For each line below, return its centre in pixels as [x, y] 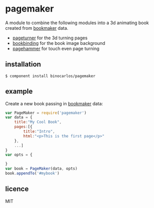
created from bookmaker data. [37, 28]
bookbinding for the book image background [59, 43]
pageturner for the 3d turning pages [50, 38]
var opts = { [19, 155]
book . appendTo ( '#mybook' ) [32, 174]
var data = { [19, 117]
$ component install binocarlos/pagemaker [50, 76]
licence [17, 189]
